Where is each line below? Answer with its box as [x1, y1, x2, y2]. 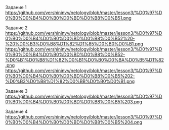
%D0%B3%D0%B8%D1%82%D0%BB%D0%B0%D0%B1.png [5, 78, 135, 84]
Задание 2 [5, 25, 28, 31]
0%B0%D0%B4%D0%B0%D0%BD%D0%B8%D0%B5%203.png [5, 99, 143, 105]
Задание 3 [5, 88, 28, 94]
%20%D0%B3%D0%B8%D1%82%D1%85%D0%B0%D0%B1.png [5, 41, 143, 47]
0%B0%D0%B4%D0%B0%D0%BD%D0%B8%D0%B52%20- [5, 35, 135, 41]
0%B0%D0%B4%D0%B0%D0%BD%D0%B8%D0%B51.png [5, 15, 132, 21]
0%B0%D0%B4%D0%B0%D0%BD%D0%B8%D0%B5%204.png [5, 119, 143, 125]
